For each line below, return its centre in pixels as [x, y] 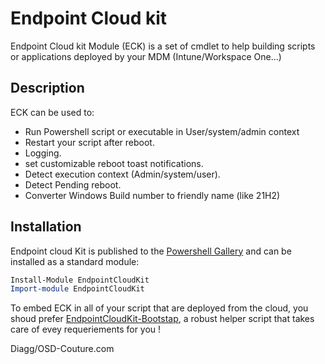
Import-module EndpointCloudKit [77, 289]
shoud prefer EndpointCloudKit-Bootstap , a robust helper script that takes [162, 319]
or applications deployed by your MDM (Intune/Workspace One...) [146, 56]
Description [47, 88]
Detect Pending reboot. [73, 184]
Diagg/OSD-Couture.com [62, 349]
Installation [46, 227]
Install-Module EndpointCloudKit [80, 280]
